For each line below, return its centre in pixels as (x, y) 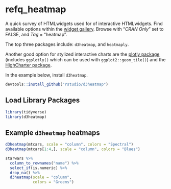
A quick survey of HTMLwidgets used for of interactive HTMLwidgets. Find (84, 23)
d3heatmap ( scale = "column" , (41, 177)
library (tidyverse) (26, 112)
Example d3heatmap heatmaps (53, 133)
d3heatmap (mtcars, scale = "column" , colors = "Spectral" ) (69, 145)
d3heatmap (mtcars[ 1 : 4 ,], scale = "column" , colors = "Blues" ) (73, 149)
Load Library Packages (43, 100)
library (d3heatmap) (26, 117)
